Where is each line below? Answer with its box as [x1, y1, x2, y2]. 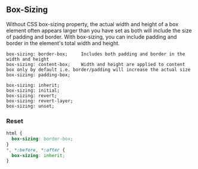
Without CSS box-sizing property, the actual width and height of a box [6, 20, 179, 27]
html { [6, 130, 23, 136]
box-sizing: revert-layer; [6, 98, 73, 104]
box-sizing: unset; [6, 103, 55, 109]
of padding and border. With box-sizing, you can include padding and [6, 33, 177, 40]
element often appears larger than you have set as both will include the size [6, 27, 192, 34]
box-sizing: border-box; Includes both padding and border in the [6, 51, 185, 57]
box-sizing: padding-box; [6, 71, 70, 78]
